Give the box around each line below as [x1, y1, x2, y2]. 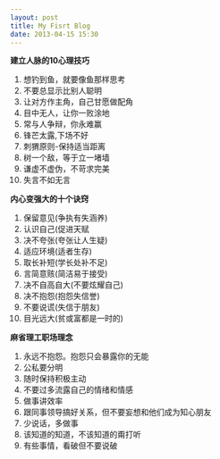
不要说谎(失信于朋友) [22, 302, 101, 313]
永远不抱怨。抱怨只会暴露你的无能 [22, 351, 149, 362]
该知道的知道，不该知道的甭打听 [22, 430, 141, 440]
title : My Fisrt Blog [10, 21, 91, 30]
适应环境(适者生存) [22, 246, 93, 257]
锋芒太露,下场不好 [22, 130, 89, 141]
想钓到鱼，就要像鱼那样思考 [22, 74, 126, 85]
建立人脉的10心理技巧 [10, 55, 90, 66]
